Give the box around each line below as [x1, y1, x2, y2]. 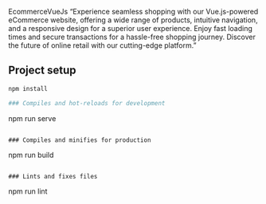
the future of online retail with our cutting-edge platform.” [8, 41, 197, 50]
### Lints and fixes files [8, 172, 98, 180]
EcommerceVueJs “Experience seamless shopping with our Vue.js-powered [8, 7, 259, 16]
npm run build [8, 150, 54, 159]
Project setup [8, 64, 77, 77]
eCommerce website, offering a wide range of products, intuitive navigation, [8, 15, 258, 25]
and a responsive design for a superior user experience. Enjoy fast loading [8, 24, 252, 33]
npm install [8, 84, 48, 92]
